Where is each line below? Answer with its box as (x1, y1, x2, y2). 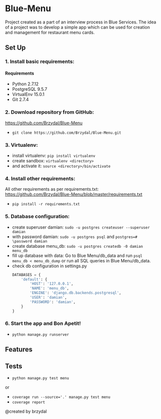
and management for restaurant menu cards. (5, 29, 95, 35)
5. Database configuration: (5, 213, 70, 220)
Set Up (5, 43, 26, 52)
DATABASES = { (12, 272, 41, 277)
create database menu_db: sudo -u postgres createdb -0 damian (12, 243, 143, 249)
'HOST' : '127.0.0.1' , (30, 281, 74, 286)
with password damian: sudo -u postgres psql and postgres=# (12, 234, 138, 239)
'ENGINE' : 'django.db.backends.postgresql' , (30, 291, 122, 296)
